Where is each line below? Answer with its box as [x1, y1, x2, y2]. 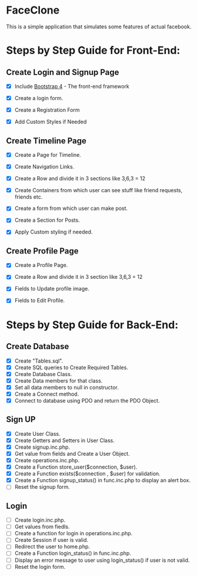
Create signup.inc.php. [14, 443, 71, 450]
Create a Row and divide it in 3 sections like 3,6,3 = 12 [14, 175, 146, 182]
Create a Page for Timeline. [14, 152, 81, 158]
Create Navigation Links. [14, 163, 75, 170]
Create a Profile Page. [14, 262, 68, 269]
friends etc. [14, 193, 43, 200]
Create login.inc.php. [14, 516, 66, 524]
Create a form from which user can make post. [14, 205, 128, 212]
